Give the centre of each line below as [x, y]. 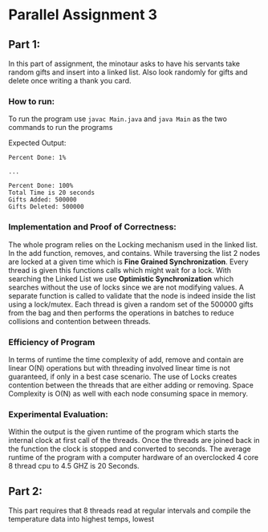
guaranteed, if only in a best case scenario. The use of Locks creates [123, 376]
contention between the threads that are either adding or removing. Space [131, 385]
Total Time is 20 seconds [51, 193]
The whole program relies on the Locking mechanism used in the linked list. [133, 244]
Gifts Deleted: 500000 [46, 207]
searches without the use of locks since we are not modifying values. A [126, 287]
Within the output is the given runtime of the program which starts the [124, 432]
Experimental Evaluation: [58, 414]
